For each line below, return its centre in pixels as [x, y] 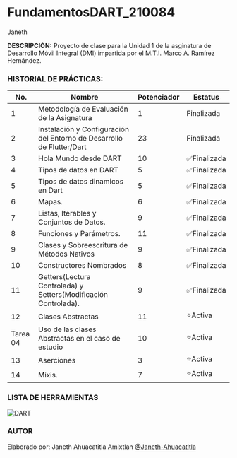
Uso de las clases [67, 329]
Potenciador [158, 98]
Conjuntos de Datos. [72, 222]
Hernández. [24, 60]
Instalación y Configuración [84, 129]
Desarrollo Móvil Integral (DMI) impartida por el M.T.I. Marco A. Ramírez [111, 53]
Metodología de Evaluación [83, 109]
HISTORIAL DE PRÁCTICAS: [55, 78]
